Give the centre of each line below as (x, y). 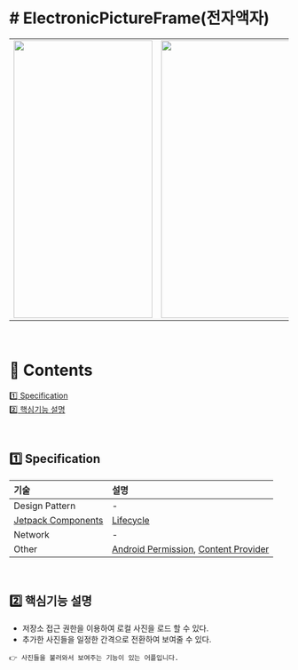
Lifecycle (131, 520)
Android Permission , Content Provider (191, 549)
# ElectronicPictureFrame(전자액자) (140, 18)
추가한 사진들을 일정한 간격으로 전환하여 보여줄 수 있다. (117, 639)
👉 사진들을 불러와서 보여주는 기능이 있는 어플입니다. (94, 658)
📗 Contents (51, 371)
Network (32, 534)
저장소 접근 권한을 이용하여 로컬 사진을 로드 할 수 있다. (115, 628)
